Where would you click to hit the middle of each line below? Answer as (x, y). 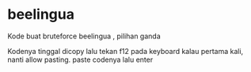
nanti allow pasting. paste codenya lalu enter (80, 59)
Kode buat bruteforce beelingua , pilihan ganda (84, 36)
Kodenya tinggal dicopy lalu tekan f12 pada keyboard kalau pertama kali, (125, 51)
